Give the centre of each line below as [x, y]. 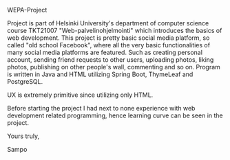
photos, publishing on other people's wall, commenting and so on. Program [114, 67]
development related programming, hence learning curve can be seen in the [115, 115]
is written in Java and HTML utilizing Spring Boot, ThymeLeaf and [100, 74]
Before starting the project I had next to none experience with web [101, 108]
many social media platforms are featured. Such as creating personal [105, 52]
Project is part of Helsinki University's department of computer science [108, 23]
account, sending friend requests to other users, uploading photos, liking [111, 60]
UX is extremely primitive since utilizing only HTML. [80, 95]
